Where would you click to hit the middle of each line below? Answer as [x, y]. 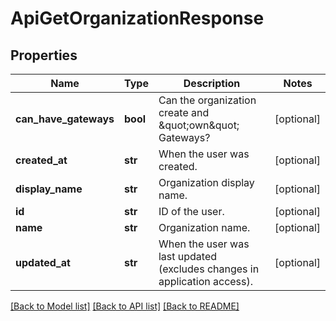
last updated [188, 256]
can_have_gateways [65, 119]
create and [184, 112]
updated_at [43, 262]
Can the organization [207, 100]
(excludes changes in [209, 269]
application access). [206, 281]
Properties [44, 55]
